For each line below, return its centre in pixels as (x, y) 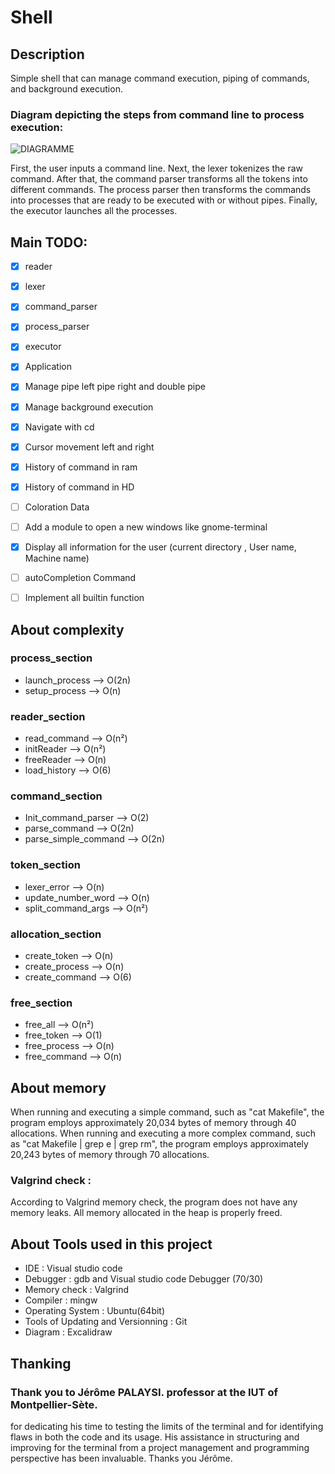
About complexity (67, 629)
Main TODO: (49, 242)
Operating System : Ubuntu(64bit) (95, 1311)
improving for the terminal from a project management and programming (160, 1447)
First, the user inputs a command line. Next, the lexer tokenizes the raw (157, 168)
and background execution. (66, 89)
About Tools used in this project (111, 1244)
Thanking (41, 1363)
